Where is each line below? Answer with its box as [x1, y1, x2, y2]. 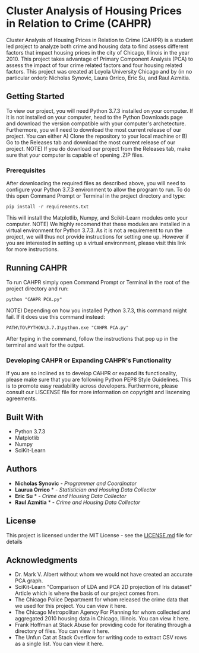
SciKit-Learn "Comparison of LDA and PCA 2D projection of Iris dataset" [14, 584, 192, 591]
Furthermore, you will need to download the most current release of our [6, 126, 182, 133]
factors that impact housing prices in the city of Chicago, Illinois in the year [6, 49, 190, 56]
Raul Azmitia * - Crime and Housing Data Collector [14, 499, 141, 506]
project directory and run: [6, 285, 69, 292]
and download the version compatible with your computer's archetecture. [6, 120, 187, 127]
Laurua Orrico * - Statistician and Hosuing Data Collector [14, 486, 156, 493]
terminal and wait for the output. [6, 341, 85, 348]
